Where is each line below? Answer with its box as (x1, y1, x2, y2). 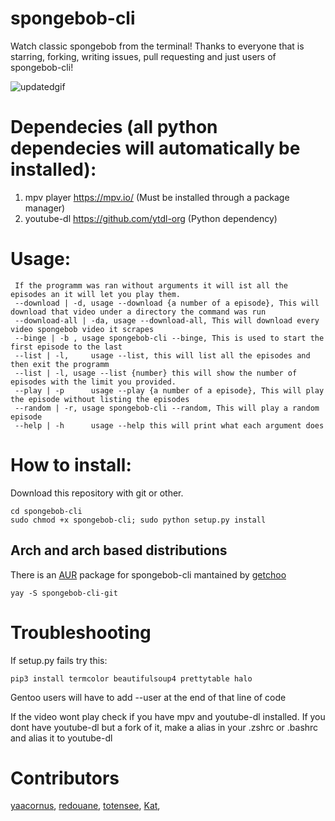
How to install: (10, 454, 132, 476)
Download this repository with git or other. (10, 487, 184, 499)
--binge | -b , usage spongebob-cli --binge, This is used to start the (14, 333, 325, 343)
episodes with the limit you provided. (10, 377, 177, 387)
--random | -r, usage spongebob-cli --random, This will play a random (14, 403, 320, 413)
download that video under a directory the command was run (10, 307, 267, 317)
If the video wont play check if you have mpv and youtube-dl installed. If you (10, 710, 326, 722)
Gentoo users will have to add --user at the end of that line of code (10, 691, 287, 703)
